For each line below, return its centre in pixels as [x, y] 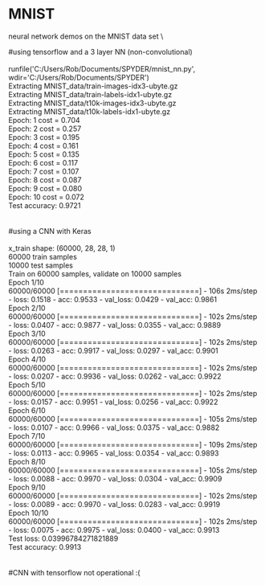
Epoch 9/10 [27, 487]
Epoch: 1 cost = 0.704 [44, 120]
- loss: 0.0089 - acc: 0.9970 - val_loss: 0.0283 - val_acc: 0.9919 [114, 504]
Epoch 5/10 [27, 385]
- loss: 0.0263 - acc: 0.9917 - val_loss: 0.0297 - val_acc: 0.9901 [113, 350]
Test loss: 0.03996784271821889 [63, 538]
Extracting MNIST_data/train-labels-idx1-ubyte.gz [90, 94]
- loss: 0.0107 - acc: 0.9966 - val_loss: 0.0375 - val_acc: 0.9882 [114, 427]
